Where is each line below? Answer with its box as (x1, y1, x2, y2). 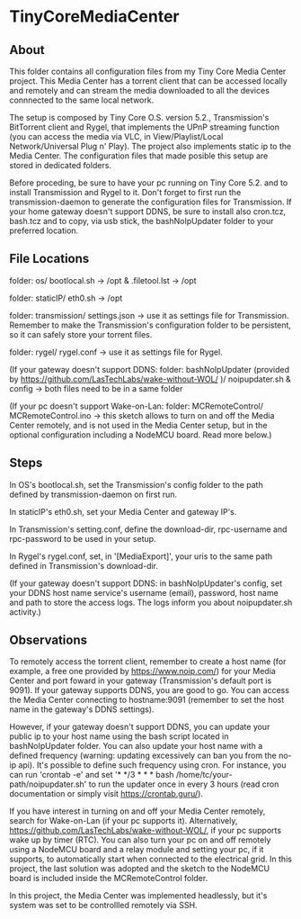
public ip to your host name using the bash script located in (9, 731, 229, 742)
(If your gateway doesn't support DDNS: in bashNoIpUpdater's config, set (9, 578, 283, 589)
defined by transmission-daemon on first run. (9, 489, 178, 500)
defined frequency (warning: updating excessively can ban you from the (9, 750, 277, 761)
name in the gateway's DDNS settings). (9, 704, 155, 715)
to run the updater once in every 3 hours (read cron (88, 779, 279, 789)
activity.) (9, 606, 42, 617)
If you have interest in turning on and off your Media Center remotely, (9, 806, 266, 816)
